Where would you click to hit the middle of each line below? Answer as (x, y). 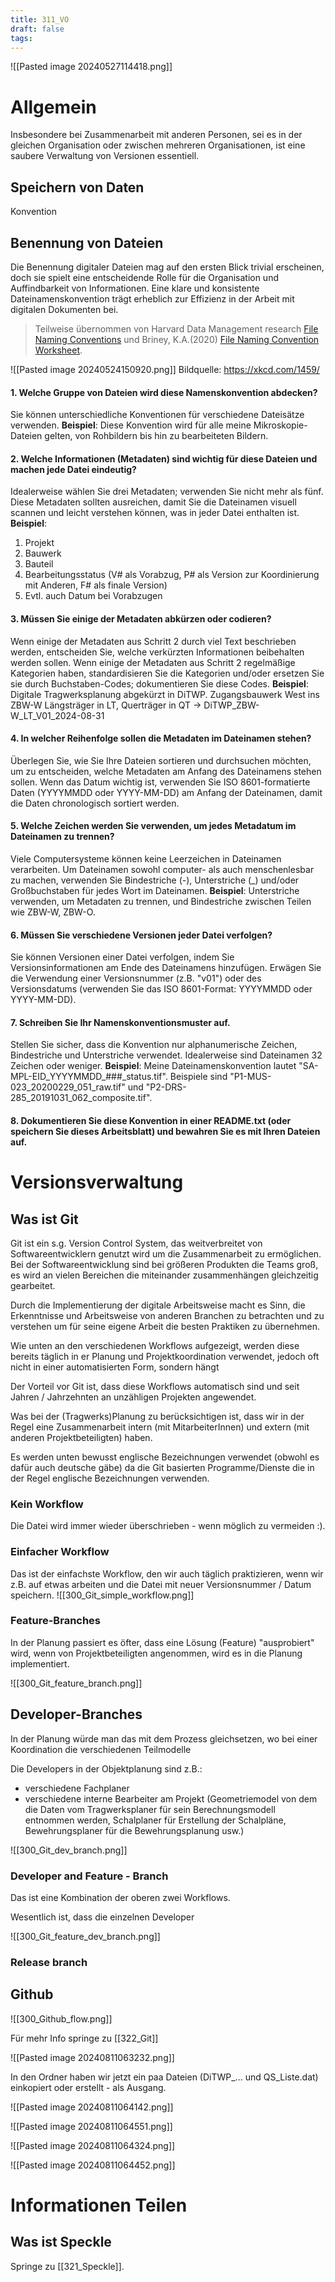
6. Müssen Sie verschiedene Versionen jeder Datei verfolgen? (141, 935)
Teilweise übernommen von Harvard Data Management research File (176, 328)
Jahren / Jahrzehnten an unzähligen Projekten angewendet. (133, 1397)
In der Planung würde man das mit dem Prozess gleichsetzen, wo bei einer (164, 1738)
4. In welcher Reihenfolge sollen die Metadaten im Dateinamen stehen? (161, 738)
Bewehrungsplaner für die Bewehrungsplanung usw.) (134, 1830)
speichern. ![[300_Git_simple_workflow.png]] (102, 1595)
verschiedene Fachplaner (77, 1788)
